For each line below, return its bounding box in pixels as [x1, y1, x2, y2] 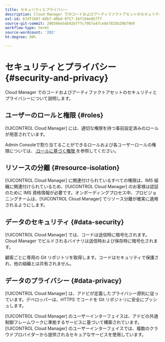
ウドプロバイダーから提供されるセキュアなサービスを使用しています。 [5, 332, 146, 338]
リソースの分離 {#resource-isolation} [5, 164, 120, 172]
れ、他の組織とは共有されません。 [5, 261, 74, 267]
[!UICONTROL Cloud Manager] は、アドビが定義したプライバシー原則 [5, 290, 146, 296]
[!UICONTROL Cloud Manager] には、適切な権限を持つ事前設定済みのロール [5, 125, 159, 131]
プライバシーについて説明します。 [5, 95, 74, 101]
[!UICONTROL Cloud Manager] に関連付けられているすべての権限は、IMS [5, 177, 153, 183]
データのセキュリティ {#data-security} [5, 218, 124, 226]
